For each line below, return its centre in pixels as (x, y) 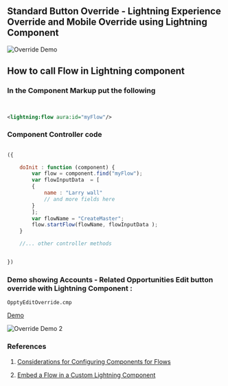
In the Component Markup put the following (81, 91)
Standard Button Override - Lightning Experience (114, 11)
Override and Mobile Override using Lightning (107, 22)
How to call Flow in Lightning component (96, 71)
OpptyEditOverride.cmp (39, 303)
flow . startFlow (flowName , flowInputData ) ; (95, 225)
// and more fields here (79, 199)
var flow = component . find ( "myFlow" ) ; (87, 174)
